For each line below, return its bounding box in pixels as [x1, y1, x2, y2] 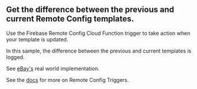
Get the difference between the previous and [6, 5, 175, 15]
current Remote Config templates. [6, 14, 134, 24]
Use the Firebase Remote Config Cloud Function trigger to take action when [6, 29, 191, 37]
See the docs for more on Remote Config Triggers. [6, 76, 129, 83]
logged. [6, 53, 25, 61]
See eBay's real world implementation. [6, 65, 100, 72]
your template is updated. [6, 35, 68, 43]
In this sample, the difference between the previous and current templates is [6, 47, 192, 54]
